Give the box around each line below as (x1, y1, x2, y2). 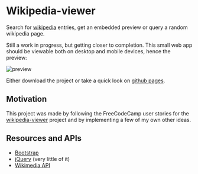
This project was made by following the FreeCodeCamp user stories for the (6, 109, 189, 117)
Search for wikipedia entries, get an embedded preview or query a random (6, 24, 188, 31)
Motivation (6, 94, 47, 104)
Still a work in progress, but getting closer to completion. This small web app (6, 41, 193, 49)
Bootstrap (14, 149, 39, 156)
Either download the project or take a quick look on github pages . (6, 77, 165, 84)
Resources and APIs (6, 133, 82, 143)
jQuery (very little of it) (14, 155, 70, 162)
